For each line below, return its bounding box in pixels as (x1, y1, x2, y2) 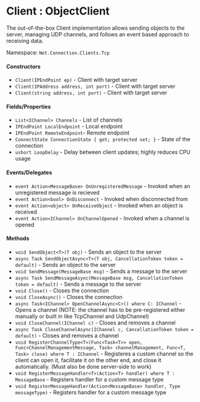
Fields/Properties (6, 103, 51, 110)
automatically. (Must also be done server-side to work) (15, 363, 152, 370)
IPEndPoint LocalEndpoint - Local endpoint (15, 123, 123, 130)
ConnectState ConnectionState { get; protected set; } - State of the (15, 136, 190, 143)
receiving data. (6, 37, 44, 44)
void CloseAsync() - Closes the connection (15, 293, 123, 300)
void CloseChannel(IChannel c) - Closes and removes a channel (15, 319, 176, 326)
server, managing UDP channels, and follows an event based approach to (6, 30, 189, 38)
